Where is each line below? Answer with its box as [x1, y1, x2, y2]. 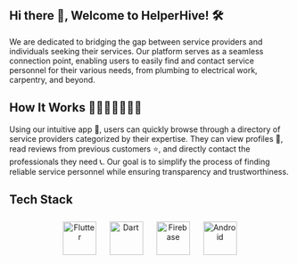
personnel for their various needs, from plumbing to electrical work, [9, 64, 258, 75]
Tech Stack [9, 192, 73, 208]
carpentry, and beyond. [9, 74, 95, 85]
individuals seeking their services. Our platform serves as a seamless [9, 45, 264, 56]
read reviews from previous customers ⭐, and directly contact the [9, 143, 251, 154]
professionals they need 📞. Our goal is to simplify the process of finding [9, 156, 270, 167]
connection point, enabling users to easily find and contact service [9, 55, 254, 66]
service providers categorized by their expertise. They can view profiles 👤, [9, 133, 284, 144]
